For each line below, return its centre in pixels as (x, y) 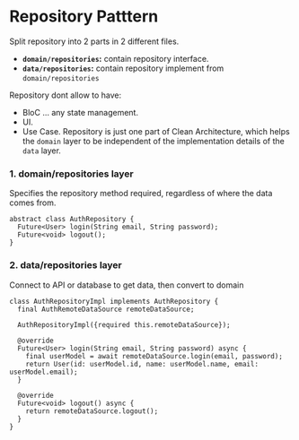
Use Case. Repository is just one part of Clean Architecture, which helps (156, 131)
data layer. (41, 151)
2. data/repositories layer (66, 265)
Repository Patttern (84, 17)
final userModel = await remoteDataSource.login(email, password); (154, 356)
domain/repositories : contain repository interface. (115, 58)
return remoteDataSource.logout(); (92, 411)
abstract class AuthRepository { (72, 220)
